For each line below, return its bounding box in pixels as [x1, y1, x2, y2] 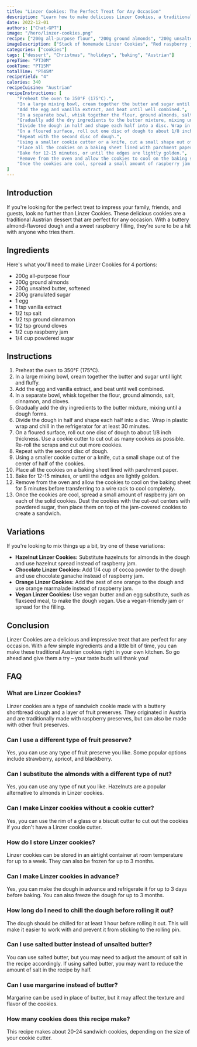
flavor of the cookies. [6, 1000, 58, 1007]
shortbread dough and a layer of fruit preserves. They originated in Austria [6, 709, 186, 716]
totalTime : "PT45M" [6, 68, 54, 74]
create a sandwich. [15, 510, 61, 517]
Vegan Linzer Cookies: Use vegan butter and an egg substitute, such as [15, 591, 190, 598]
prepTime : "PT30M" [6, 57, 51, 63]
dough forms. [15, 410, 49, 417]
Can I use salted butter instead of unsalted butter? [6, 940, 153, 949]
